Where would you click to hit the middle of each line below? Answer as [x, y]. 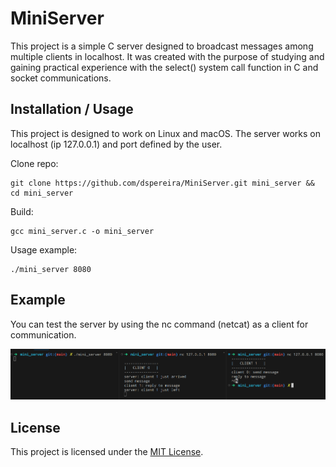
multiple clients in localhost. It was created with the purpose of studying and [167, 56]
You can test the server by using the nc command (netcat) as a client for [159, 324]
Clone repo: [34, 163]
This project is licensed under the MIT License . [107, 452]
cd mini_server [42, 193]
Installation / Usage [72, 109]
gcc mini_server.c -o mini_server [82, 231]
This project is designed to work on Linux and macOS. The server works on [166, 133]
